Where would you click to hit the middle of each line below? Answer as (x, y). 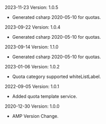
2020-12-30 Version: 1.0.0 (32, 106)
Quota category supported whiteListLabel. (57, 77)
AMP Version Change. (35, 116)
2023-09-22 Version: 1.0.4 (33, 27)
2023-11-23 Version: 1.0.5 (32, 7)
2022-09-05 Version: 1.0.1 (32, 86)
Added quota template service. (45, 96)
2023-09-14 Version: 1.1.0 (32, 47)
